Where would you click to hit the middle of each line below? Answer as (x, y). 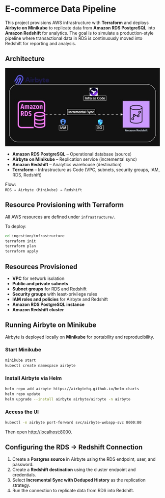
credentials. (24, 474)
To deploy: (16, 226)
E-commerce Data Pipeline (61, 9)
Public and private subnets (40, 284)
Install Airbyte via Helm (34, 378)
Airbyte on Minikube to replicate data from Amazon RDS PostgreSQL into (80, 27)
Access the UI (22, 412)
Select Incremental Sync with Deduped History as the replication (79, 480)
